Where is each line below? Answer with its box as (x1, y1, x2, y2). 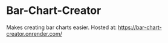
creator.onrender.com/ (6, 30, 62, 37)
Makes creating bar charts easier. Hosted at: (6, 24, 117, 31)
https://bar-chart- (117, 24, 162, 31)
